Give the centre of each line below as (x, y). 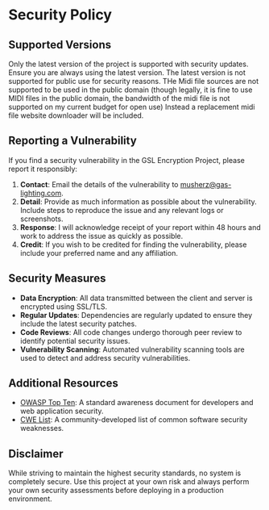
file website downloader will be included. (76, 115)
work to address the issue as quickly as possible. (101, 236)
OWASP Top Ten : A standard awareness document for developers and (137, 403)
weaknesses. (42, 428)
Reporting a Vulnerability (72, 141)
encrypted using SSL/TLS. (64, 306)
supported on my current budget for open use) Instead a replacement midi (132, 107)
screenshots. (41, 219)
